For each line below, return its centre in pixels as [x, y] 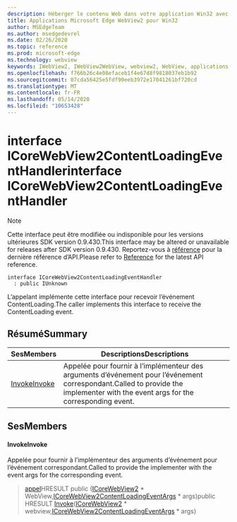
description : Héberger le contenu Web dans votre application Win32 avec [118, 14]
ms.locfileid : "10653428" [45, 106]
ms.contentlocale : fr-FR [44, 93]
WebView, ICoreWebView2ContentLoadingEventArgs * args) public [120, 497]
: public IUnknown [41, 284]
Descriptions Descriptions [145, 354]
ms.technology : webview [42, 60]
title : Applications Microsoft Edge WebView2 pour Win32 [93, 21]
